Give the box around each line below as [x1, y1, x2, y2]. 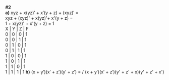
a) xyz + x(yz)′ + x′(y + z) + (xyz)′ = [5, 10, 79, 16]
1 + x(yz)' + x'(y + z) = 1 [5, 20, 54, 26]
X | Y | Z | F [5, 26, 29, 32]
